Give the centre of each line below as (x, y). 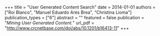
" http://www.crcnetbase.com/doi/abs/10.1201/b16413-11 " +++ (67, 28)
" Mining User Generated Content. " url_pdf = (49, 23)
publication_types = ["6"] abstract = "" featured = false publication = (74, 18)
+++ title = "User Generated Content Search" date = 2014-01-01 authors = (80, 7)
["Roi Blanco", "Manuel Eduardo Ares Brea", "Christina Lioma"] (68, 12)
